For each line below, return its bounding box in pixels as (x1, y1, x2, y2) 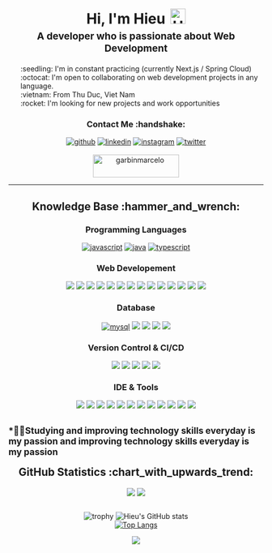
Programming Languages (84, 224, 188, 235)
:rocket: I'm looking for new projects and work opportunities (19, 98, 220, 109)
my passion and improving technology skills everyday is (8, 435, 249, 447)
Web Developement (96, 263, 176, 274)
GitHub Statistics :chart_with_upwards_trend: (19, 465, 253, 479)
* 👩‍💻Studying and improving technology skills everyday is (8, 424, 256, 436)
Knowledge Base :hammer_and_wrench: (32, 199, 240, 213)
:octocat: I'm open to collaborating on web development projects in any (19, 73, 258, 83)
